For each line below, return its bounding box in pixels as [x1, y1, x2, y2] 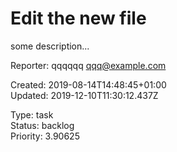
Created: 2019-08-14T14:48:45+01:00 [10, 78, 167, 91]
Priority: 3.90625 [10, 130, 80, 142]
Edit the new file [10, 7, 147, 30]
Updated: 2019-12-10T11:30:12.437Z [10, 89, 159, 101]
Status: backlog [10, 119, 75, 131]
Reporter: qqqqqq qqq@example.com [10, 59, 167, 71]
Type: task [10, 108, 54, 121]
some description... [10, 40, 90, 52]
